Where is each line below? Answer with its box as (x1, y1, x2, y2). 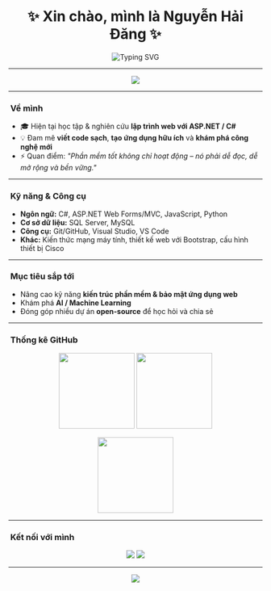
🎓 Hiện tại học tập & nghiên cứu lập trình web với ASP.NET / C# (19, 121, 236, 132)
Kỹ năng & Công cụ (10, 191, 86, 202)
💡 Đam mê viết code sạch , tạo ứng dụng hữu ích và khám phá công (19, 133, 248, 143)
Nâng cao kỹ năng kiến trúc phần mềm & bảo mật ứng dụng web (19, 289, 238, 299)
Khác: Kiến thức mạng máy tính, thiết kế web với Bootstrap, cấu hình (19, 234, 248, 245)
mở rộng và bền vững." (19, 163, 97, 173)
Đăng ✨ (109, 25, 162, 44)
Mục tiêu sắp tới (10, 270, 75, 282)
